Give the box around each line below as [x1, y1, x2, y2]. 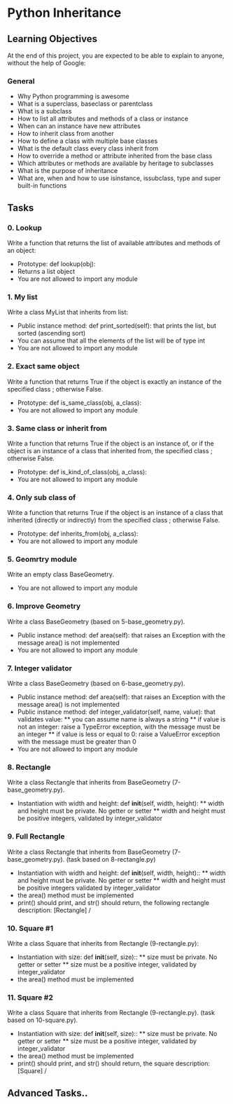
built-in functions [17, 181, 67, 190]
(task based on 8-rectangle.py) [66, 855, 156, 863]
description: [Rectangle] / [17, 906, 91, 914]
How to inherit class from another [17, 130, 114, 138]
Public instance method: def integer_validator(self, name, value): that [17, 708, 216, 716]
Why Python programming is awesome [17, 92, 129, 101]
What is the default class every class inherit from [17, 144, 159, 153]
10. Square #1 [7, 923, 54, 933]
